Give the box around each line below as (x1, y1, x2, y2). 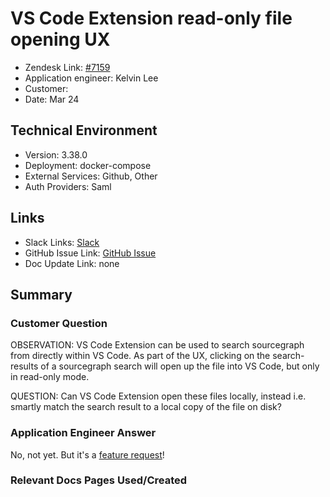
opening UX (10, 28, 111, 51)
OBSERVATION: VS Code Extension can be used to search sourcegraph (10, 339, 305, 351)
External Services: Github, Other (24, 170, 158, 182)
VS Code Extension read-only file (10, 7, 293, 30)
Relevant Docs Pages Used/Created (10, 473, 188, 487)
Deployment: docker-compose (24, 159, 152, 171)
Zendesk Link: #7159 (24, 61, 111, 73)
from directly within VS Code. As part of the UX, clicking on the (10, 350, 271, 362)
